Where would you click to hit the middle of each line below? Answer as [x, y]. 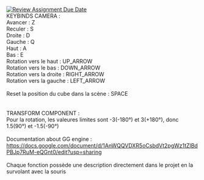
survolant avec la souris [36, 171]
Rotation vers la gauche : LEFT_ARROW [56, 81]
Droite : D [18, 35]
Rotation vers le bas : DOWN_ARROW [53, 68]
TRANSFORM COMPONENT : [43, 113]
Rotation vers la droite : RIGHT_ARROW [56, 74]
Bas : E [15, 55]
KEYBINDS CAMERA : [34, 16]
